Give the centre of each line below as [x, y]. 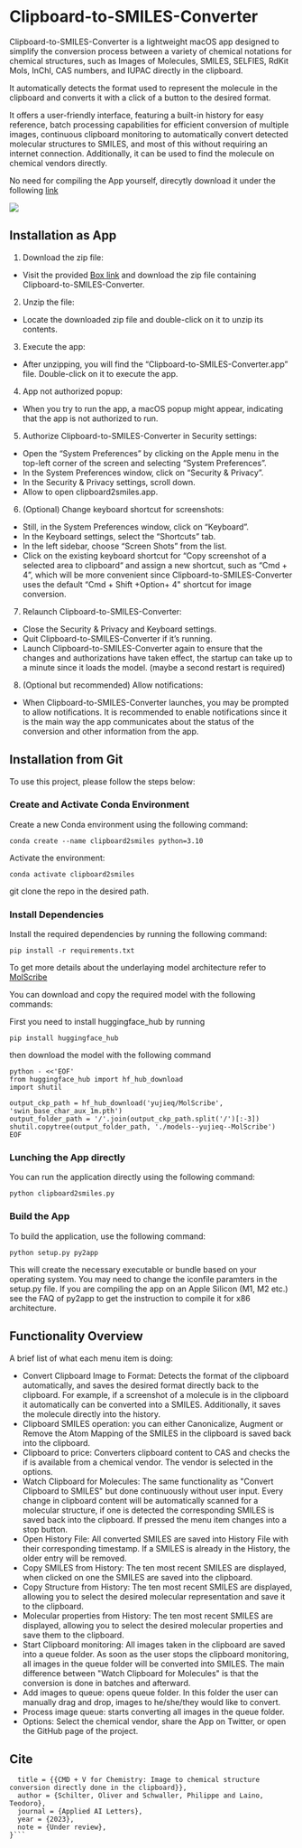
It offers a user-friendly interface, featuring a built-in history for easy [137, 115]
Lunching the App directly [68, 1158]
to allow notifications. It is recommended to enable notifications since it [155, 712]
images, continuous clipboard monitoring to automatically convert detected [149, 134]
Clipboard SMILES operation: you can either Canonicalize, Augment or [153, 1423]
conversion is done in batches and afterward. [106, 1683]
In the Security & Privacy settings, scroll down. [109, 482]
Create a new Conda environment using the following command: [129, 824]
